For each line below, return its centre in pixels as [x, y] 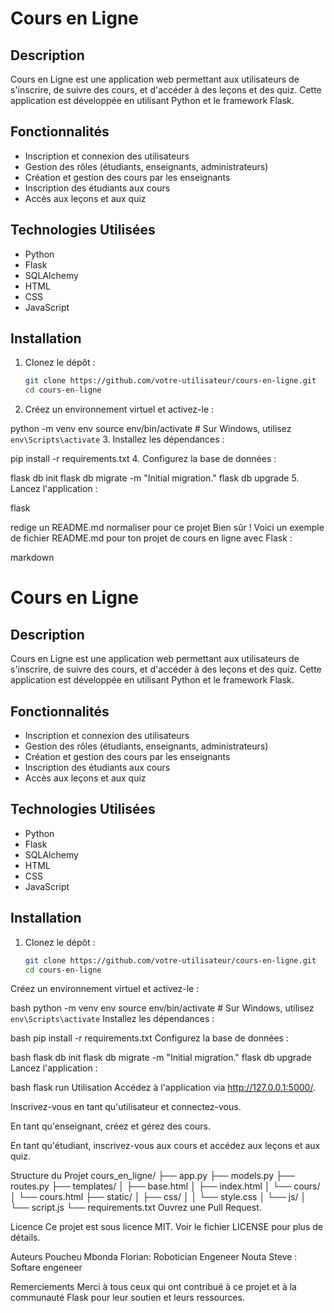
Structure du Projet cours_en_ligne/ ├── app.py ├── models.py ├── [152, 1176]
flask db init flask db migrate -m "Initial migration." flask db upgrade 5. [155, 478]
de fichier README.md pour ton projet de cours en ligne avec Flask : [151, 538]
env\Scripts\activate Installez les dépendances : [112, 1019]
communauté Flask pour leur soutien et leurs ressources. [127, 1298]
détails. [25, 1238]
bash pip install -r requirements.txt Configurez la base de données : [149, 1038]
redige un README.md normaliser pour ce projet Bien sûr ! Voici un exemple [167, 528]
